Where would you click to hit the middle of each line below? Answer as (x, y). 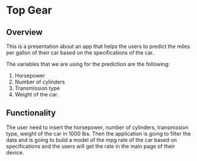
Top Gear (29, 10)
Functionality (31, 113)
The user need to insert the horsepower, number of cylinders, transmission (97, 127)
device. (15, 152)
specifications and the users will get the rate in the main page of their (91, 146)
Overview (25, 32)
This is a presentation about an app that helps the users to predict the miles (98, 46)
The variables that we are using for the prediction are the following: (88, 64)
